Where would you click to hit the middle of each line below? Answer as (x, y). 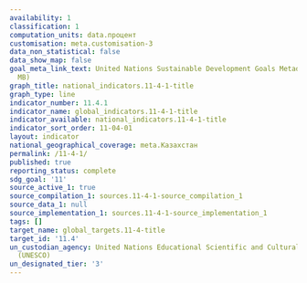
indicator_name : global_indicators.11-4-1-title (104, 111)
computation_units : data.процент (73, 35)
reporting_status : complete (63, 171)
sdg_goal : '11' (38, 179)
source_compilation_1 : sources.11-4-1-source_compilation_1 (127, 196)
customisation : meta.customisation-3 (81, 43)
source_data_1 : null (49, 205)
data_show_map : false (51, 60)
